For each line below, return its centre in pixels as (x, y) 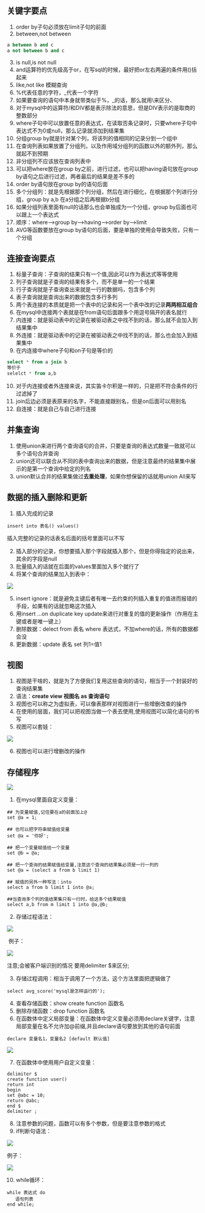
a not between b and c (36, 51)
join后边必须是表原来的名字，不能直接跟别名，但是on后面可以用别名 (101, 401)
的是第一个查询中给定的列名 (56, 468)
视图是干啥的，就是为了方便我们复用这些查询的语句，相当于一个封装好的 (106, 681)
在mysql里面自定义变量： (48, 800)
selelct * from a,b (32, 374)
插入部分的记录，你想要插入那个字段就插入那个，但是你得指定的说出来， (106, 551)
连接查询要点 (31, 258)
